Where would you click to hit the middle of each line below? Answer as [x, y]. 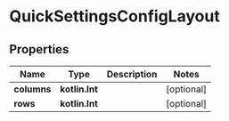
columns [33, 89]
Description [132, 74]
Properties [39, 49]
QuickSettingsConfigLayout [114, 16]
